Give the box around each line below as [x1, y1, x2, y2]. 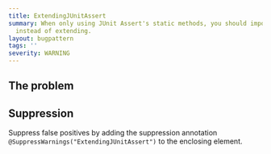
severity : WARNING [8, 49, 70, 57]
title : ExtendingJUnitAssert [8, 11, 106, 20]
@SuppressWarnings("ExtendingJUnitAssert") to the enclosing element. [8, 136, 244, 146]
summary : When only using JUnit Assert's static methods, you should [8, 19, 248, 27]
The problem [8, 79, 74, 93]
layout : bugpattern [8, 34, 74, 43]
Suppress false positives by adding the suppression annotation [8, 128, 218, 138]
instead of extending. [15, 27, 92, 35]
